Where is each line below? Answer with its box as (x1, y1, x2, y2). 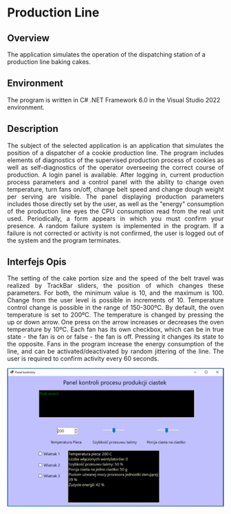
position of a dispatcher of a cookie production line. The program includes (7, 148, 224, 157)
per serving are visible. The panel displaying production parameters (7, 192, 224, 201)
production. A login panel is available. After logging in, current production (7, 170, 224, 179)
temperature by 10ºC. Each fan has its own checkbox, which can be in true (7, 325, 224, 334)
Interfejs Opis (7, 256, 67, 268)
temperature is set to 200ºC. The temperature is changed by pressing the (7, 311, 224, 319)
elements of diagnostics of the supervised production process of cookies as (7, 156, 224, 164)
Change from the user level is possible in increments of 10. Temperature (7, 296, 224, 304)
